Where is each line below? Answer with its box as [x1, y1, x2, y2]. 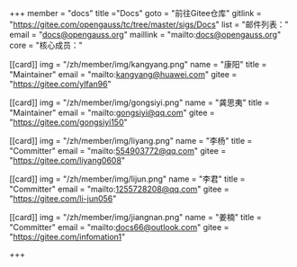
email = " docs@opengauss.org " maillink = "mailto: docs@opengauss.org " [9, 30, 282, 40]
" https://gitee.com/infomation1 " [9, 232, 126, 242]
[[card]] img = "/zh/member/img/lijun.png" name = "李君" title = [9, 174, 246, 184]
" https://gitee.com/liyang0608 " [9, 156, 126, 165]
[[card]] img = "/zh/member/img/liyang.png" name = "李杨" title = [9, 136, 253, 146]
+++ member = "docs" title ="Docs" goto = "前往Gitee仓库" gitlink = [9, 8, 262, 18]
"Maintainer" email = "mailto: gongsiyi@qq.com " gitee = [9, 107, 216, 118]
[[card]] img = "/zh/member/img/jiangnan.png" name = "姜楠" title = [9, 212, 263, 222]
